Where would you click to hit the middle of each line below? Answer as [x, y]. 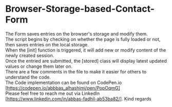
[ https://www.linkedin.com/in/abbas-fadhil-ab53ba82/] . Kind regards [78, 99]
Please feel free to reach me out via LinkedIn [53, 93]
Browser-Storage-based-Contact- [80, 9]
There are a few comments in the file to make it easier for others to [76, 71]
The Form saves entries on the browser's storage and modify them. [77, 34]
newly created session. [30, 55]
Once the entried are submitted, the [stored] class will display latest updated [86, 61]
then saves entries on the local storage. [47, 44]
